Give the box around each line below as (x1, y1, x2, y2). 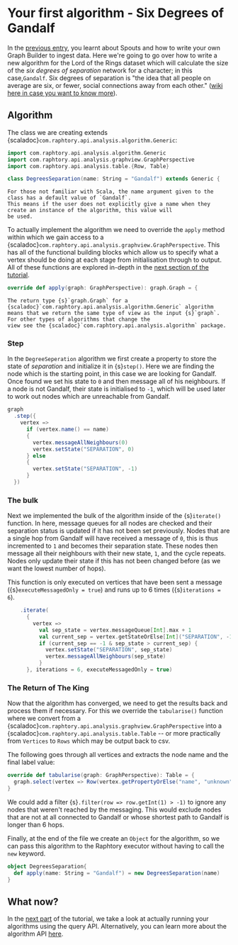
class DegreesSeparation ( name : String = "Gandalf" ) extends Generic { (7, 175, 220, 182)
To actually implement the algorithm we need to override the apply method (7, 226, 225, 234)
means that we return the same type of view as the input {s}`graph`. (7, 310, 220, 317)
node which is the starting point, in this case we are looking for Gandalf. (7, 370, 217, 378)
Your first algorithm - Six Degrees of (7, 5, 225, 21)
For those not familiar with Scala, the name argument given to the (7, 188, 214, 196)
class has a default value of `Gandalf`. (7, 194, 132, 201)
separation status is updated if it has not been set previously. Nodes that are (7, 526, 230, 535)
